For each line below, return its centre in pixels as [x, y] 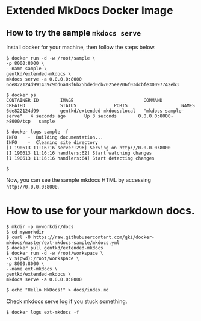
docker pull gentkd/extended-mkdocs [57, 248]
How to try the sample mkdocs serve [74, 33]
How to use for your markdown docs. [100, 211]
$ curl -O [19, 237]
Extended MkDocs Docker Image [90, 11]
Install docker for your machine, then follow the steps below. [81, 47]
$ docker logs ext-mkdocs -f [43, 312]
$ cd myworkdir [25, 232]
